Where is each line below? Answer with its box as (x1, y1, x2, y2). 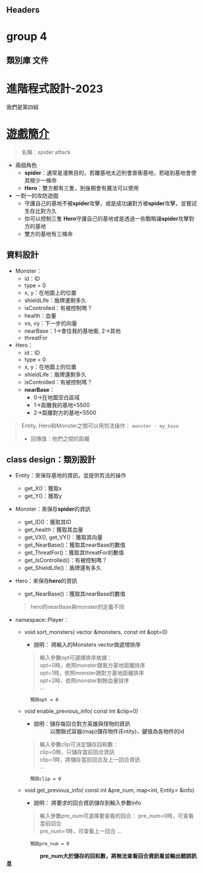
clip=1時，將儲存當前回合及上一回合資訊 (39, 756, 141, 764)
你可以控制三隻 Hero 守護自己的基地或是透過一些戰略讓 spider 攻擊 (24, 215, 190, 222)
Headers (6, 5, 40, 15)
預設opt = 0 (29, 697, 59, 703)
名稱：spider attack (21, 148, 71, 155)
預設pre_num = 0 (29, 841, 70, 847)
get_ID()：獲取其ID (24, 518, 72, 526)
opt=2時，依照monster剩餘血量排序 (39, 677, 130, 684)
